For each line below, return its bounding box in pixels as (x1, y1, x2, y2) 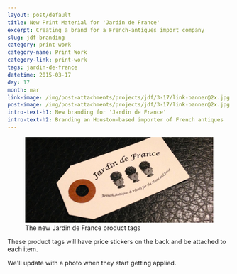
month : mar (7, 86, 40, 94)
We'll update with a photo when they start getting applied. (7, 259, 177, 268)
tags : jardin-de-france (7, 64, 78, 71)
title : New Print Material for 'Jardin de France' (7, 18, 160, 26)
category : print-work (7, 41, 72, 49)
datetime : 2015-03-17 (7, 71, 72, 78)
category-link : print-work (7, 57, 87, 64)
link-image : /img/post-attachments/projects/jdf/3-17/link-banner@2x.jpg (7, 94, 231, 101)
